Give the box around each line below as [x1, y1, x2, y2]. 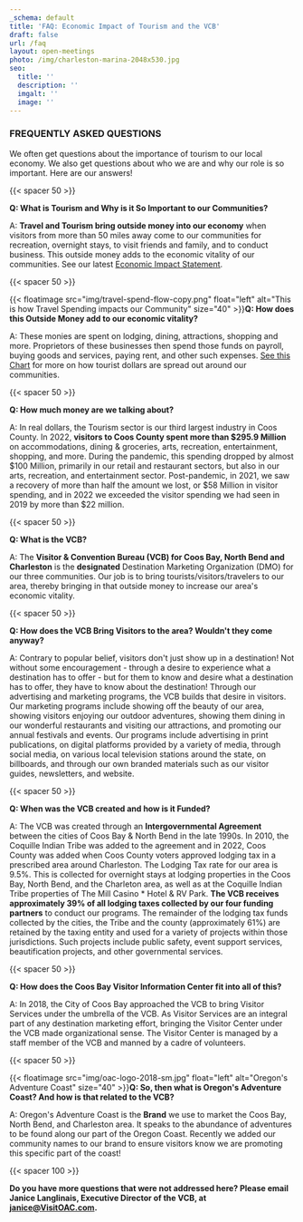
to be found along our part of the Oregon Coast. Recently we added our [9, 1128, 276, 1139]
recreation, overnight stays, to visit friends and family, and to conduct [9, 239, 269, 250]
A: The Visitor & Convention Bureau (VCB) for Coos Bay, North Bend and [9, 551, 285, 562]
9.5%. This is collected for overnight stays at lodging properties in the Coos [9, 868, 291, 879]
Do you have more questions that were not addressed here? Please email [9, 1182, 289, 1193]
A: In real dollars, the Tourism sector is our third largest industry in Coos [9, 422, 278, 432]
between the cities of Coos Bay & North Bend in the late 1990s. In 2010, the [9, 830, 289, 841]
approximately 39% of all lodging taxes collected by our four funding [9, 897, 274, 908]
